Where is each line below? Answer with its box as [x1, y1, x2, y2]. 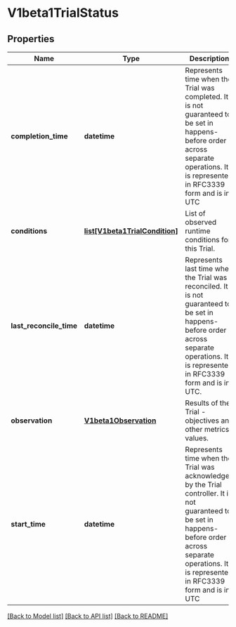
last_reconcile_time [11, 321, 78, 331]
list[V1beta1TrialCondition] [84, 226, 178, 236]
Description [189, 54, 230, 63]
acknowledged [185, 471, 234, 480]
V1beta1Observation [84, 416, 157, 425]
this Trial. [185, 244, 216, 253]
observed [185, 218, 217, 227]
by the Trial [185, 480, 223, 489]
